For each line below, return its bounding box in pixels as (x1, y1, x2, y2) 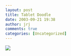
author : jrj (5, 21, 30, 27)
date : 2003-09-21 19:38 (5, 17, 56, 22)
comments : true (5, 26, 38, 32)
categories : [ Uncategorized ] (5, 31, 67, 36)
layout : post (5, 7, 33, 13)
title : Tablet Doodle (5, 12, 51, 17)
